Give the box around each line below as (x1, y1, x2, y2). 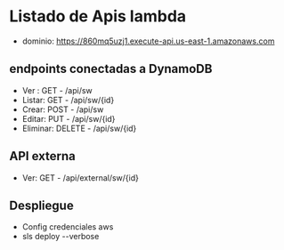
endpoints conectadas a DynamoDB (9, 61, 213, 77)
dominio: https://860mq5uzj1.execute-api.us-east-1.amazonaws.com (21, 36, 275, 46)
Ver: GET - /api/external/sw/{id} (21, 172, 140, 183)
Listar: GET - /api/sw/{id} (21, 94, 115, 105)
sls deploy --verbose (21, 231, 100, 242)
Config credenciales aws (21, 222, 114, 232)
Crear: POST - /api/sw (21, 104, 104, 115)
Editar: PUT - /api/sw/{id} (21, 113, 116, 124)
